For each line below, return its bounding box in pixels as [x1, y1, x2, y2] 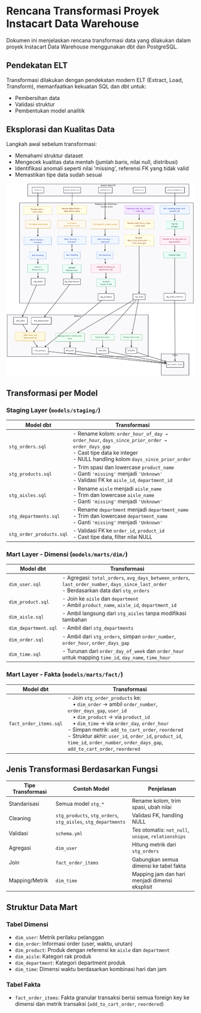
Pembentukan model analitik [14, 107, 85, 114]
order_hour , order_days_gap [62, 639, 130, 646]
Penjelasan [148, 785, 176, 792]
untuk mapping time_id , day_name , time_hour [62, 654, 170, 661]
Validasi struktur [14, 101, 55, 108]
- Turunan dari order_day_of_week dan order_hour [62, 647, 184, 654]
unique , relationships [132, 833, 186, 840]
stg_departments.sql [8, 513, 60, 519]
